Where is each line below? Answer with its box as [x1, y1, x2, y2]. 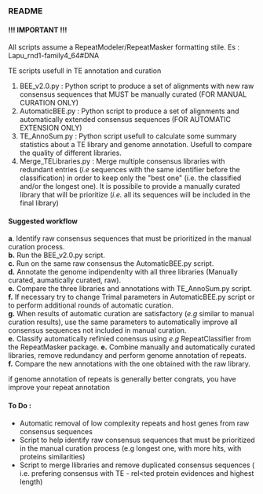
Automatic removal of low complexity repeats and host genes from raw [19, 418, 250, 428]
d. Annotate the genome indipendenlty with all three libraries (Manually [8, 267, 238, 277]
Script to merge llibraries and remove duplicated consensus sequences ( [19, 460, 255, 470]
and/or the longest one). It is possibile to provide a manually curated [19, 182, 241, 191]
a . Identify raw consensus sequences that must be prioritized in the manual [8, 234, 252, 243]
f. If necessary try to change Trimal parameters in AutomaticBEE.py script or [8, 293, 255, 302]
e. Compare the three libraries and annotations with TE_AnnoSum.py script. [8, 284, 253, 293]
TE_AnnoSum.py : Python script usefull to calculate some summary [19, 131, 237, 141]
